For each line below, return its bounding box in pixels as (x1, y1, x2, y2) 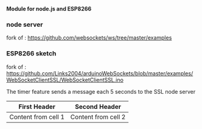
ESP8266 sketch (6, 49, 57, 58)
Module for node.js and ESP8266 (6, 5, 92, 12)
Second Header (75, 102, 122, 111)
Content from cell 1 (9, 113, 65, 121)
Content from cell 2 (70, 113, 126, 121)
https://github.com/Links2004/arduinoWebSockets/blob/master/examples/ (6, 69, 193, 77)
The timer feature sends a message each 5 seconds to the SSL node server (6, 88, 196, 95)
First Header (18, 102, 56, 111)
